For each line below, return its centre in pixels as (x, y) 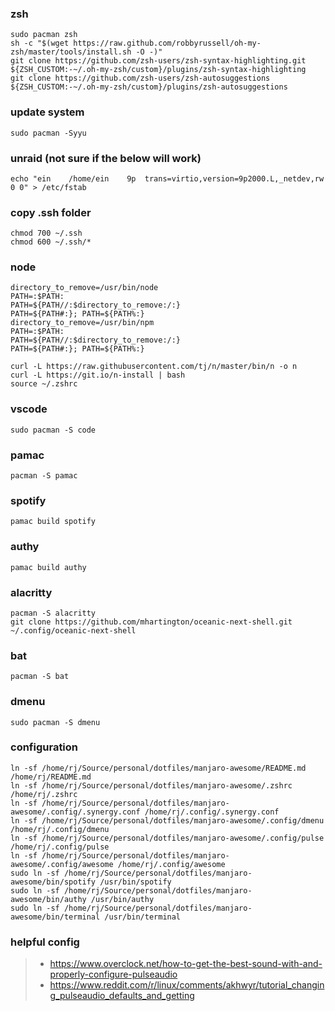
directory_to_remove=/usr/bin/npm (82, 323)
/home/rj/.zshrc (44, 794)
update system (47, 112)
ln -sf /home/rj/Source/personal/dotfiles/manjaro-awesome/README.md (158, 768)
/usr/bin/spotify (135, 882)
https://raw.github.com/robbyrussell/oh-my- (167, 43)
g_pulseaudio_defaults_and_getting (122, 996)
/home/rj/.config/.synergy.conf (212, 812)
